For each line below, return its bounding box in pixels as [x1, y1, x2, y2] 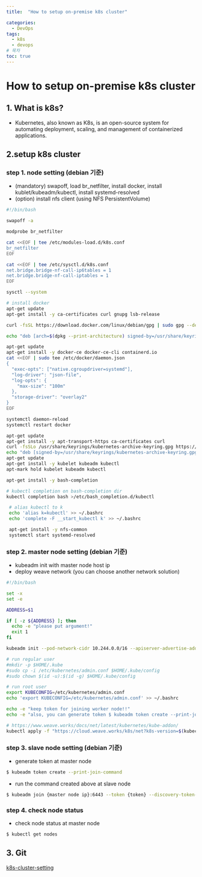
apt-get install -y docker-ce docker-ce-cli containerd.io [6, 350, 158, 356]
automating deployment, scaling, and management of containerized [14, 125, 183, 132]
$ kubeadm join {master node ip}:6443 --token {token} [6, 792, 147, 798]
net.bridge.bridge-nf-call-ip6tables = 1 [6, 267, 112, 273]
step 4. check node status [6, 806, 84, 814]
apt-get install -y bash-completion [6, 477, 98, 483]
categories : [6, 19, 36, 26]
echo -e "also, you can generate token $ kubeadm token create [6, 711, 168, 717]
